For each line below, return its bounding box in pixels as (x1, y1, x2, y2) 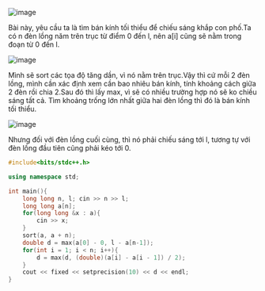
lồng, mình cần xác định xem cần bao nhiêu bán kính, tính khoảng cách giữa (8, 79, 257, 88)
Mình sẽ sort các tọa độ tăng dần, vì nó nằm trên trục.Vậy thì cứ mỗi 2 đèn (8, 71, 251, 79)
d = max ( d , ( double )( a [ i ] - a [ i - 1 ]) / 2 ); (36, 254, 186, 262)
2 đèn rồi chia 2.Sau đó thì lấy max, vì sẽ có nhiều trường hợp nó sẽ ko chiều (8, 87, 257, 97)
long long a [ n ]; (22, 202, 77, 210)
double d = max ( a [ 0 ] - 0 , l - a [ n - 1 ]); (22, 239, 154, 247)
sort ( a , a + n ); (22, 232, 77, 239)
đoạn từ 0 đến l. (8, 40, 60, 49)
